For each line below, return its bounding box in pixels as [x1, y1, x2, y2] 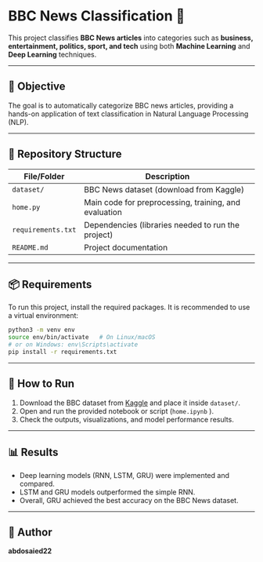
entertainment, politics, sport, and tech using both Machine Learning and [8, 41, 250, 50]
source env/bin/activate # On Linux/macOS [8, 334, 156, 341]
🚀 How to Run [8, 377, 75, 391]
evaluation [83, 206, 123, 217]
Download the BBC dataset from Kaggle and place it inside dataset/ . [19, 398, 241, 407]
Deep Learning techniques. [8, 49, 97, 59]
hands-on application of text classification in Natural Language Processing [8, 109, 249, 119]
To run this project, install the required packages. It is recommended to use [8, 302, 250, 312]
